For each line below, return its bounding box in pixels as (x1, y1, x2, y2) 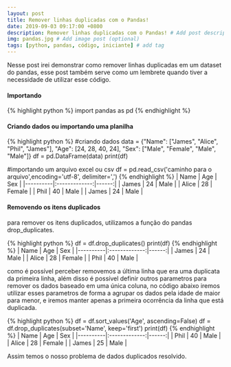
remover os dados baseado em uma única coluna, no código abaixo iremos (7, 281, 220, 289)
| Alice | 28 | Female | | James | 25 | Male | (7, 338, 127, 347)
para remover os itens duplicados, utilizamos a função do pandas (7, 218, 192, 227)
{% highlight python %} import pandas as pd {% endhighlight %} (7, 107, 191, 115)
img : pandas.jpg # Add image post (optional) (7, 36, 140, 43)
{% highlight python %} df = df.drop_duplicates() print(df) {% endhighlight (7, 238, 218, 247)
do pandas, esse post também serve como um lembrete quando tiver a (7, 68, 208, 76)
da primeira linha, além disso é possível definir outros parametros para (7, 274, 208, 282)
